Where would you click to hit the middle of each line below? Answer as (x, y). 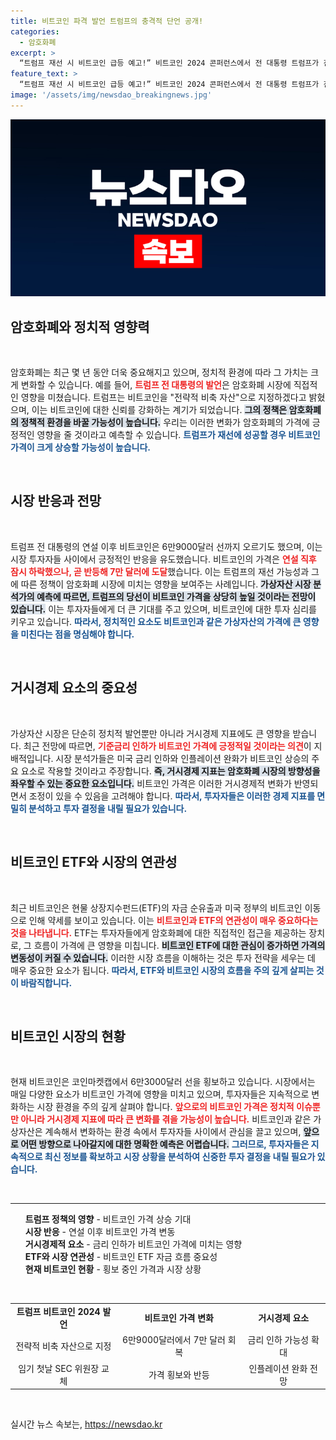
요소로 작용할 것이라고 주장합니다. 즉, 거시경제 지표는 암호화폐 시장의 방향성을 (170, 771)
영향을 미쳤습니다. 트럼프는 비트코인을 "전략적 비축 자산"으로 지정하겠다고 (163, 397)
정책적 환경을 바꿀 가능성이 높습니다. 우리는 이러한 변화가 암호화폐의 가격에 (165, 422)
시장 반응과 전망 (56, 501)
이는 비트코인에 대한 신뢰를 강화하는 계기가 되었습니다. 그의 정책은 (159, 410)
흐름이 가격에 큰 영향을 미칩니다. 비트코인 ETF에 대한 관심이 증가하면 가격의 (179, 945)
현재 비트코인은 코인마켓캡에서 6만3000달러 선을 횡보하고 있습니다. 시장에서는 (163, 1082)
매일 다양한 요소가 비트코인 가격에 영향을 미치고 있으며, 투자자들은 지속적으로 (160, 1094)
